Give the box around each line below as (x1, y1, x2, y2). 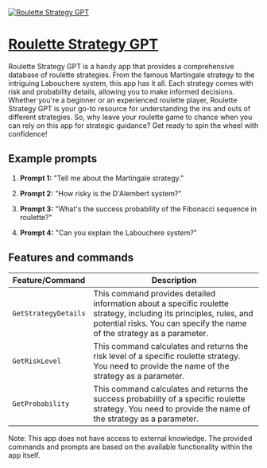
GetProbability (12, 399, 70, 408)
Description (151, 274, 197, 285)
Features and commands (8, 251, 133, 265)
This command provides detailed (93, 288, 216, 299)
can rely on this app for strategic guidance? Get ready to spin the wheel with (8, 120, 259, 130)
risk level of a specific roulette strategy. (93, 350, 241, 362)
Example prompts (8, 152, 98, 166)
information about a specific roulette (93, 298, 229, 309)
